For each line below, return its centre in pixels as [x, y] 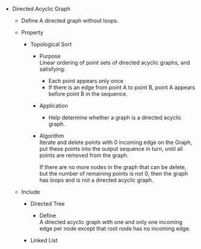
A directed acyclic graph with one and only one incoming [111, 222]
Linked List [44, 240]
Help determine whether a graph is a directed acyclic [115, 117]
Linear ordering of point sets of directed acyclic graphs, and [115, 63]
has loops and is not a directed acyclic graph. [96, 180]
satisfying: [52, 69]
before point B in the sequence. [88, 94]
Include [31, 192]
